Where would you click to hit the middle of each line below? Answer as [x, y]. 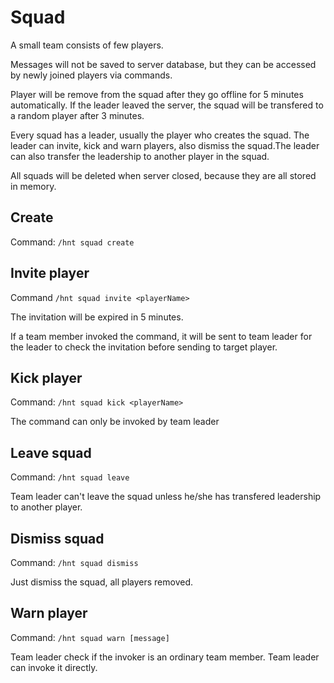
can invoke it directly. [54, 667]
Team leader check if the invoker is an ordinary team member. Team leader [165, 657]
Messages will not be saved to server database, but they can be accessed [163, 64]
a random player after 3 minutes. [77, 115]
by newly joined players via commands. [91, 75]
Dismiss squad [57, 538]
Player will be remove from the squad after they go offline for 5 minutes [157, 94]
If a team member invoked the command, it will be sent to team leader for [161, 336]
